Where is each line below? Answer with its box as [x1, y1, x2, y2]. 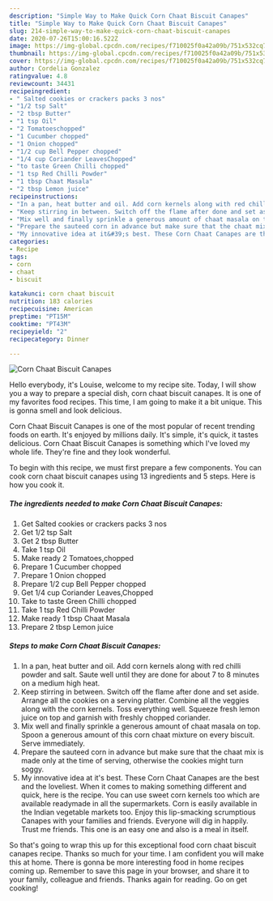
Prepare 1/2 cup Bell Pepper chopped [20, 580, 147, 589]
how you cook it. [9, 480, 65, 490]
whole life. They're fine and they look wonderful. [9, 447, 171, 457]
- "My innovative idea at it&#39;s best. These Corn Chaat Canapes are [9, 230, 256, 239]
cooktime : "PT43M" [9, 320, 71, 328]
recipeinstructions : [9, 192, 79, 201]
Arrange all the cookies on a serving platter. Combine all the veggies [20, 695, 250, 705]
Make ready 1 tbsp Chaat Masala [20, 614, 130, 623]
